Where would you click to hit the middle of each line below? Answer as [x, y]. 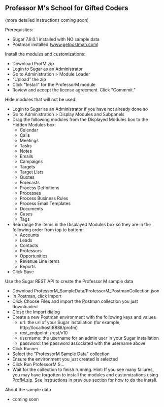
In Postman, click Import [37, 296]
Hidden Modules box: [34, 124]
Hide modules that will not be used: [41, 99]
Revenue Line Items [40, 261]
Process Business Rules [44, 198]
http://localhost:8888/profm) [49, 327]
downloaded [25, 306]
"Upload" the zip [29, 79]
